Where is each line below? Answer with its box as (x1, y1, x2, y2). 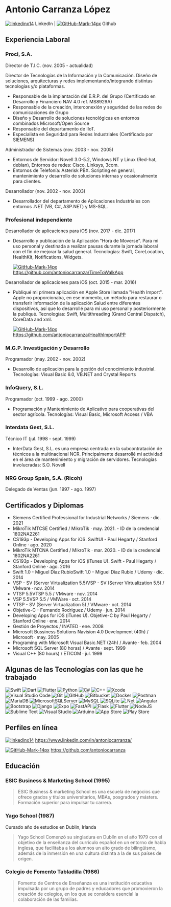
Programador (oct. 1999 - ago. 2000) (5, 395, 83, 402)
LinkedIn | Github (35, 20, 116, 27)
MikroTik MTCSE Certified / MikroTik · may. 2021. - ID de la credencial (12, 525, 160, 532)
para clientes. (12, 178, 42, 184)
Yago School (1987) (5, 812, 55, 820)
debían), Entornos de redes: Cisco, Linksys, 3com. (12, 162, 119, 168)
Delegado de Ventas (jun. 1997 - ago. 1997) (5, 486, 96, 492)
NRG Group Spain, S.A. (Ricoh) (5, 474, 83, 481)
